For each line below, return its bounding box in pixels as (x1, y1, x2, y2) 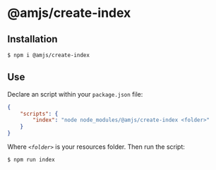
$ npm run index (7, 157, 55, 164)
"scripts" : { (20, 110, 59, 117)
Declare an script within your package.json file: (7, 90, 143, 98)
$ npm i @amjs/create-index (7, 51, 90, 59)
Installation (7, 33, 58, 45)
